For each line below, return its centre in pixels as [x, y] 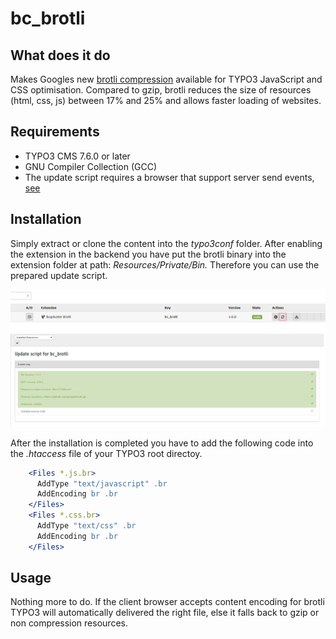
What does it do [60, 55]
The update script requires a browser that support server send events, [169, 177]
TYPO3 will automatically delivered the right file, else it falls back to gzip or [165, 613]
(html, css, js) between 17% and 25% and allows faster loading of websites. [166, 100]
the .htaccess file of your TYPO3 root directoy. [106, 453]
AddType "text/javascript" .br [102, 483]
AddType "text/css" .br [86, 526]
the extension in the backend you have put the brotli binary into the [148, 254]
